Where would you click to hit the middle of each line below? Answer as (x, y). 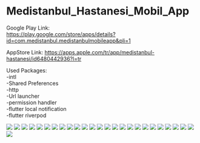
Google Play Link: (28, 28)
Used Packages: (27, 70)
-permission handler (32, 102)
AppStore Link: (25, 52)
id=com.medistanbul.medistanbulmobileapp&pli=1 (69, 40)
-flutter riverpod (26, 115)
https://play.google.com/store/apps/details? (61, 34)
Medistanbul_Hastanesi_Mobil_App (98, 11)
